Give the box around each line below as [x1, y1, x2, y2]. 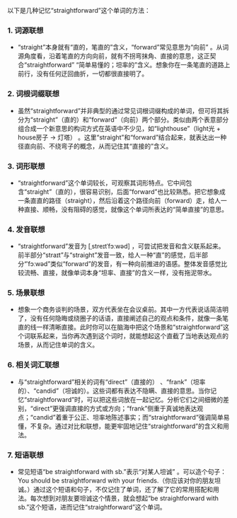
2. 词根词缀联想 [7, 89, 60, 99]
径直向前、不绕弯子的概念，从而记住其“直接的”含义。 [17, 142, 173, 150]
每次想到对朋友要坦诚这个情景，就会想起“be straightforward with [30, 494, 219, 502]
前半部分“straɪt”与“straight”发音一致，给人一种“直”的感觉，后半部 [17, 251, 209, 260]
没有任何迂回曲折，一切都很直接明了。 [36, 69, 149, 78]
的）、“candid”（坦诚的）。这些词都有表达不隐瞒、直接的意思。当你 [17, 386, 211, 395]
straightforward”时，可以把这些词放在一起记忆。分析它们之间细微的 [26, 395, 224, 403]
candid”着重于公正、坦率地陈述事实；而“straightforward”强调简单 [33, 413, 224, 421]
